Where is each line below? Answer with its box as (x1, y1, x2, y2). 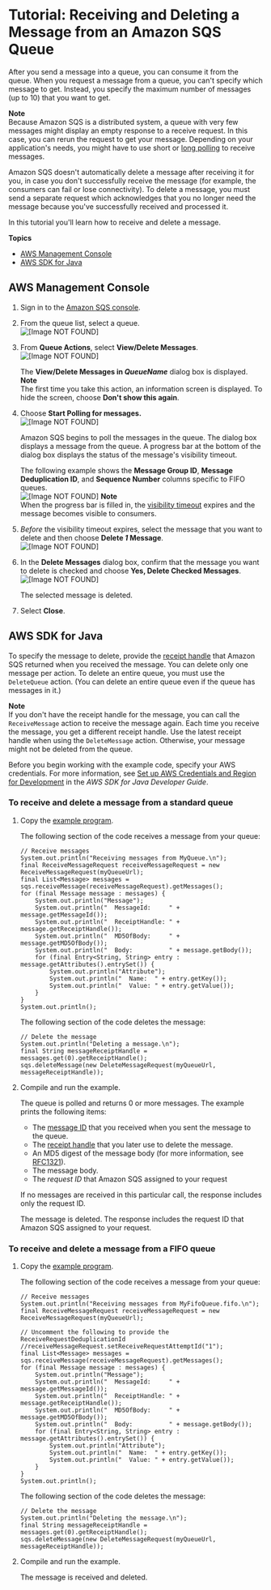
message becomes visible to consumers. (19, 508, 157, 518)
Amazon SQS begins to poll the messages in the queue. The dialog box (19, 432, 257, 442)
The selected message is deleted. (19, 590, 133, 600)
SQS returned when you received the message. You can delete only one (8, 659, 249, 669)
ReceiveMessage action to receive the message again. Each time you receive (8, 718, 260, 728)
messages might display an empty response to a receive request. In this (8, 126, 248, 135)
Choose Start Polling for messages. (19, 408, 142, 418)
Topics (8, 233, 32, 242)
